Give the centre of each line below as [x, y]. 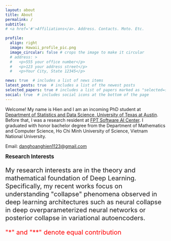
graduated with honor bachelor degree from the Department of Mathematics [85, 125]
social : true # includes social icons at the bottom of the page [77, 95]
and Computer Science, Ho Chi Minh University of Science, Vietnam [77, 131]
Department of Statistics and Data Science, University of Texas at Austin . [82, 115]
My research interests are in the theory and [70, 170]
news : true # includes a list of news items [54, 81]
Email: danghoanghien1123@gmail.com [46, 146]
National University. [26, 136]
